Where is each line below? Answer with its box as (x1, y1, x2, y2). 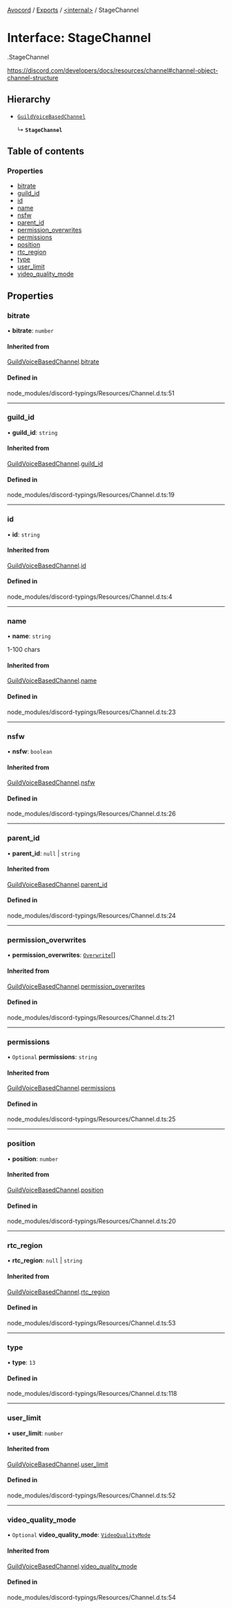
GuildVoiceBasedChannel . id (7, 561, 86, 570)
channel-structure (7, 73, 59, 82)
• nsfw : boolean (7, 747, 53, 756)
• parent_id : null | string (7, 849, 81, 857)
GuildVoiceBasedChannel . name (7, 677, 97, 685)
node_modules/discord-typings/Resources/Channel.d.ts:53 (7, 1318, 176, 1327)
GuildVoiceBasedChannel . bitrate (7, 357, 99, 366)
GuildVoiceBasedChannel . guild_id (7, 460, 104, 468)
